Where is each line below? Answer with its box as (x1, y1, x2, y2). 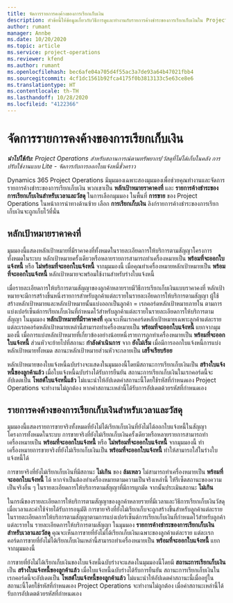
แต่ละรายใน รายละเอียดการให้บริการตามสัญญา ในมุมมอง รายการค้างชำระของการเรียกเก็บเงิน (7, 521, 215, 529)
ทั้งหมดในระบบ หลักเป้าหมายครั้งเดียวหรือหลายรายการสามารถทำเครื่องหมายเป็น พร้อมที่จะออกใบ (7, 254, 225, 262)
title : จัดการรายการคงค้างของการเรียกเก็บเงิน (7, 10, 104, 17)
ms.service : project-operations (7, 49, 101, 56)
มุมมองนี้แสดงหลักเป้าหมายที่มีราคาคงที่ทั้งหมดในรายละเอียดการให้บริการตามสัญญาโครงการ (7, 246, 213, 255)
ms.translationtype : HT (7, 81, 76, 88)
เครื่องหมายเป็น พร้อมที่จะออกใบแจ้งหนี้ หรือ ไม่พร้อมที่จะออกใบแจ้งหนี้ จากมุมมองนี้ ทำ (7, 438, 205, 447)
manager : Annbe (7, 29, 51, 37)
